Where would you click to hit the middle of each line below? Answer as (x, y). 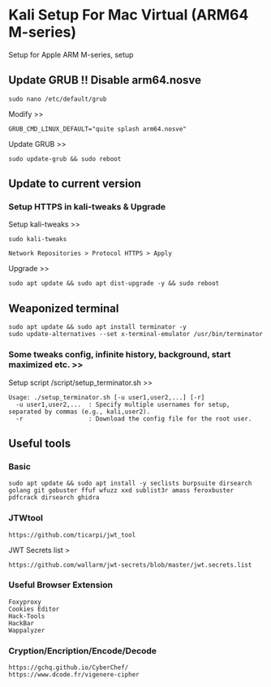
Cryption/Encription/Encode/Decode (82, 650)
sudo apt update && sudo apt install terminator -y (97, 327)
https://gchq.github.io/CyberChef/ (69, 668)
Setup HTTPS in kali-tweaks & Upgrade (87, 207)
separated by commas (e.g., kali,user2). (80, 412)
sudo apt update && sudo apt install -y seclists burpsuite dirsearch (130, 484)
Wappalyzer (27, 630)
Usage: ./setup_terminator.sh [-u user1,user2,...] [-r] (107, 397)
